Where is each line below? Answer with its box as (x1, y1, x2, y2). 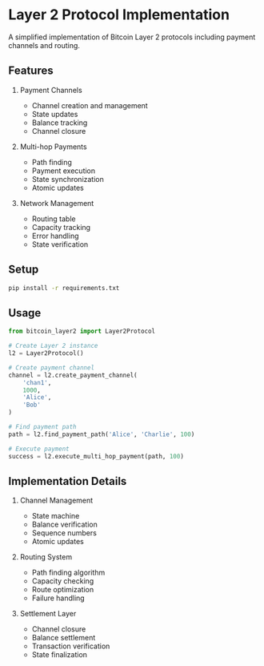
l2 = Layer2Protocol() (8, 349, 84, 357)
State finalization (31, 650, 88, 660)
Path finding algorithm (31, 567, 106, 578)
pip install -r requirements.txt (8, 284, 120, 292)
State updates (31, 109, 78, 119)
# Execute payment (8, 445, 70, 453)
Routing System (19, 552, 73, 562)
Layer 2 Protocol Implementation (8, 6, 230, 24)
